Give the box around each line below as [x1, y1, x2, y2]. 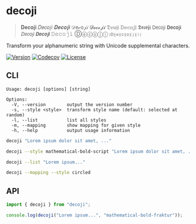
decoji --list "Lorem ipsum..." [6, 159, 85, 165]
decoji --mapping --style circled [6, 170, 91, 176]
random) [6, 112, 25, 118]
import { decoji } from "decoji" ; [6, 202, 91, 207]
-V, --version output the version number [11, 101, 133, 107]
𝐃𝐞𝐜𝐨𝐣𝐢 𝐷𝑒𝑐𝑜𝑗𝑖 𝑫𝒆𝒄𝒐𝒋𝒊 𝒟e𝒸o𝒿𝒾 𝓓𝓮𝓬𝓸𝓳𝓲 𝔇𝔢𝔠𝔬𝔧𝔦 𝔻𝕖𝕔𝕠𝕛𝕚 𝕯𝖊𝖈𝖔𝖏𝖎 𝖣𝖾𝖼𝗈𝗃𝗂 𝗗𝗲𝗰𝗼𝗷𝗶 [20, 24, 181, 31]
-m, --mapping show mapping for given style [11, 122, 141, 128]
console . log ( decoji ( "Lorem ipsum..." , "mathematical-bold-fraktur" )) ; [6, 212, 183, 218]
